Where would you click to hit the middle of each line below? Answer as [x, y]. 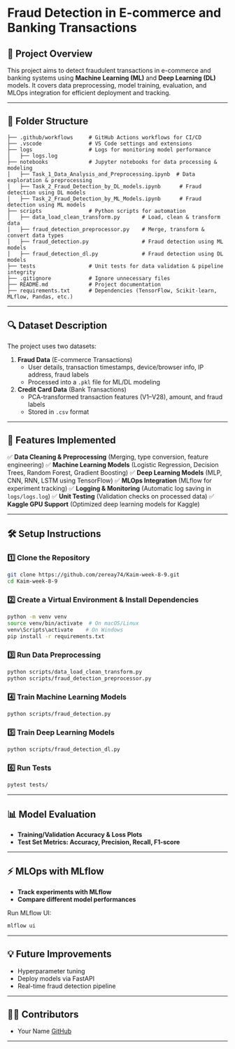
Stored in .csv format [58, 412]
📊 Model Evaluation [52, 814]
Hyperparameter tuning [51, 971]
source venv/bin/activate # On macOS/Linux [73, 624]
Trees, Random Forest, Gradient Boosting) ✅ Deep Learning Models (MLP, [115, 473]
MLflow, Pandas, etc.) [40, 297]
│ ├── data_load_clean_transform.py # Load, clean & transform [114, 217]
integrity [22, 272]
